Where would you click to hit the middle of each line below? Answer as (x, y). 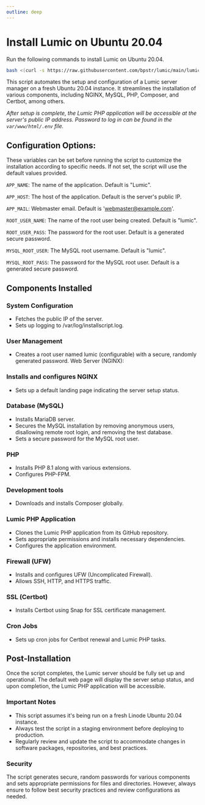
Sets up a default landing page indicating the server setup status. (97, 390)
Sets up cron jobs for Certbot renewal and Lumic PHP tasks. (91, 639)
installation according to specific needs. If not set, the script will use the (97, 167)
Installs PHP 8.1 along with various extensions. (73, 468)
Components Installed (49, 288)
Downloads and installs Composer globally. (69, 503)
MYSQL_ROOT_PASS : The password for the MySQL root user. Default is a (93, 263)
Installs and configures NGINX (52, 377)
